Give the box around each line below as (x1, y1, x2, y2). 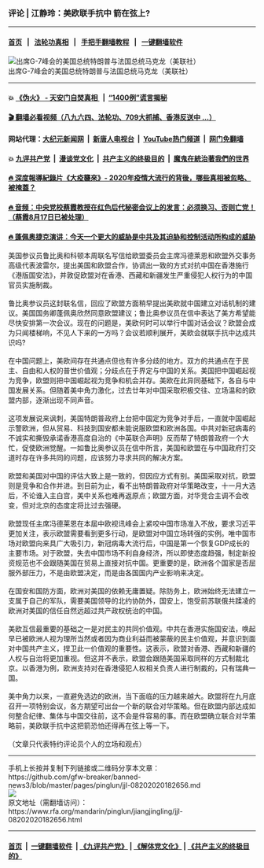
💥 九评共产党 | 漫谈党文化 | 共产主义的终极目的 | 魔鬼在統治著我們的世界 (8, 153, 250, 163)
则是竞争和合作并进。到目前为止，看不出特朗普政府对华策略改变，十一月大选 (8, 481, 256, 490)
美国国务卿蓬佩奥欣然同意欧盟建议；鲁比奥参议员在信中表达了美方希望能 (21, 308, 256, 318)
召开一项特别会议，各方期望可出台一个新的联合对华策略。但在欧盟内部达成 (8, 701, 249, 711)
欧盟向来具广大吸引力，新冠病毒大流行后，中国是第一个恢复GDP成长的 (21, 538, 250, 549)
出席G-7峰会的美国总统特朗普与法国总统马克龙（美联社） (8, 66, 192, 76)
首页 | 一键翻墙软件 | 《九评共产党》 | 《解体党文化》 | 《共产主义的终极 (8, 841, 244, 851)
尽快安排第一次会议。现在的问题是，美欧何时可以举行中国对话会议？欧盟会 (8, 318, 249, 328)
